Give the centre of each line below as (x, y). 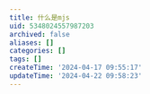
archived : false (40, 34)
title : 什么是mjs (40, 17)
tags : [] (26, 59)
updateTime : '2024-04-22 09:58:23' (76, 76)
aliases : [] (31, 43)
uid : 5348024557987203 (52, 26)
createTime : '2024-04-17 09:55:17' (76, 68)
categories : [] (38, 51)
